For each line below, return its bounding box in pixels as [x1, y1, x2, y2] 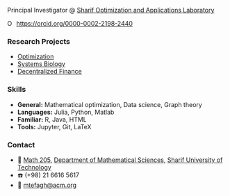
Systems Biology [17, 60, 66, 68]
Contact [7, 140, 35, 149]
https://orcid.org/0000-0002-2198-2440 [16, 19, 133, 27]
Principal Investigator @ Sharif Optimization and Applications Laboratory [7, 6, 215, 14]
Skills [7, 85, 26, 95]
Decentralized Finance [17, 67, 82, 76]
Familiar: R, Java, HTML [17, 115, 87, 124]
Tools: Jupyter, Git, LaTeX [17, 122, 92, 131]
